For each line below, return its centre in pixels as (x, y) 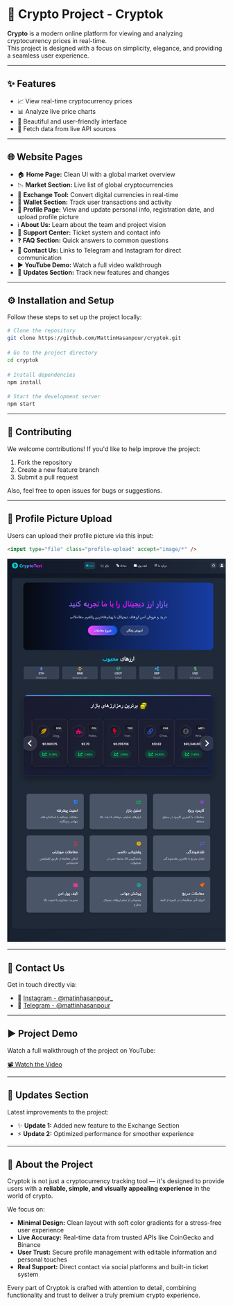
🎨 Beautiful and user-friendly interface (72, 121)
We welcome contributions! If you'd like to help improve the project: (104, 449)
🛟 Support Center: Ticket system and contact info (89, 232)
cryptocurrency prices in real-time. (57, 40)
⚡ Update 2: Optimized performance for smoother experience (105, 1133)
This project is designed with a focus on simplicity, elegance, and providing (115, 48)
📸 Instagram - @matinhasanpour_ (65, 998)
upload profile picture (48, 217)
